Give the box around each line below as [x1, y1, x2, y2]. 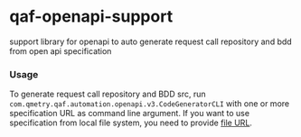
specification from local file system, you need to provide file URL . [9, 117, 253, 128]
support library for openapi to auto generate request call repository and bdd [9, 36, 292, 47]
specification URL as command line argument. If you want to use [9, 108, 250, 119]
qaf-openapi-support [9, 6, 174, 27]
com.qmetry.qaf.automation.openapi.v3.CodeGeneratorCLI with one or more [9, 98, 290, 109]
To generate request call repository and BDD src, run [9, 88, 206, 100]
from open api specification [9, 45, 112, 56]
